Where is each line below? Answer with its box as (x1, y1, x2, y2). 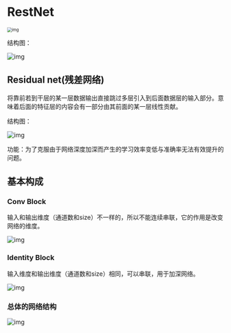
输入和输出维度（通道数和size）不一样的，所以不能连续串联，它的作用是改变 (7, 213, 223, 221)
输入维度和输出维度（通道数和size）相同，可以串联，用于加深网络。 (7, 270, 199, 278)
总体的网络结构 (7, 301, 57, 311)
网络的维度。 (7, 222, 43, 230)
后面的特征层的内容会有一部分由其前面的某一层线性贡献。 (19, 102, 182, 110)
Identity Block (7, 253, 55, 263)
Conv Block (7, 197, 47, 207)
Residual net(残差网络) (7, 74, 104, 86)
